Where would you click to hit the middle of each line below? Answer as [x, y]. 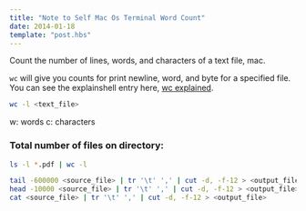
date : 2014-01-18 [42, 26]
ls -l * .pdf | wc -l [49, 165]
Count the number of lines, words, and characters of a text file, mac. [138, 61]
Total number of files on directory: [87, 146]
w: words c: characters [52, 122]
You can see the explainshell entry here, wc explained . [112, 88]
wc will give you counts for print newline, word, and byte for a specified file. [150, 78]
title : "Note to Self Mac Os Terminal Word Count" [107, 18]
